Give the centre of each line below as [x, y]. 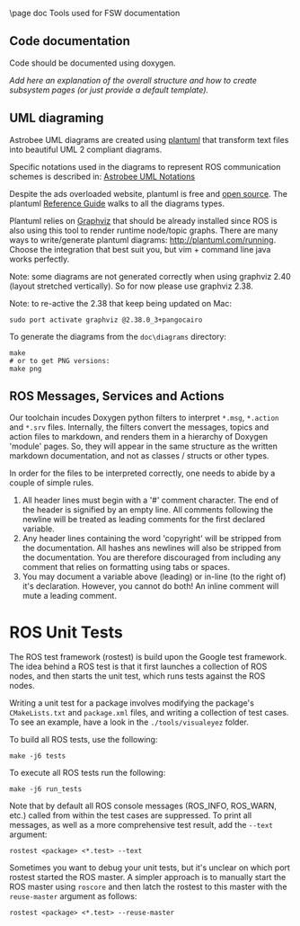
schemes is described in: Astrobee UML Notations [102, 176]
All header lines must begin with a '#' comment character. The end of [150, 500]
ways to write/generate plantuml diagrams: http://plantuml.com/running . [143, 240]
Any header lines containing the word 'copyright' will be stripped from [152, 539]
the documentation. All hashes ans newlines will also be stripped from [151, 548]
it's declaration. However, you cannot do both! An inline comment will [150, 586]
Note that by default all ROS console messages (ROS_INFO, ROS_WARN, [143, 806]
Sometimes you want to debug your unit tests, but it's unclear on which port [150, 868]
